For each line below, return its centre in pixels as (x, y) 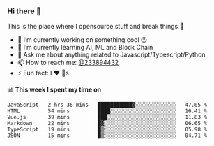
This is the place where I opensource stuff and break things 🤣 (95, 27)
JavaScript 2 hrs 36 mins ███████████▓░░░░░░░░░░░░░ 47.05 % (107, 105)
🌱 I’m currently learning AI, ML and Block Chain (85, 48)
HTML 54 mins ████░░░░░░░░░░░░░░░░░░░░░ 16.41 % (107, 111)
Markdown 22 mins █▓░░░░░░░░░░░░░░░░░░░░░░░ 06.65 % (107, 124)
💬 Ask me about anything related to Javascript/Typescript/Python (111, 54)
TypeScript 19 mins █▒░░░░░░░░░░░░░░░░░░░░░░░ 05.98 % (107, 130)
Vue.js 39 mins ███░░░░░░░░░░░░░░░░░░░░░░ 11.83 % (107, 117)
